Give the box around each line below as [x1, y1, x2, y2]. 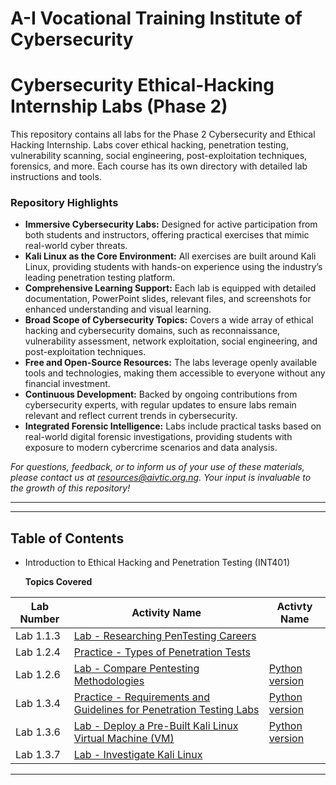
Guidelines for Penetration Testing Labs [73, 703, 260, 717]
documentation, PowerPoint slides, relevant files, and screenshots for [24, 293, 312, 305]
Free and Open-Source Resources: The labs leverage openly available [24, 357, 318, 369]
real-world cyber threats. [24, 240, 128, 252]
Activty [276, 600, 313, 614]
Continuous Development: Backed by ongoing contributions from [24, 388, 298, 401]
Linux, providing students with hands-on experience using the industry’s [24, 261, 323, 273]
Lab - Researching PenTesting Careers [73, 629, 257, 643]
